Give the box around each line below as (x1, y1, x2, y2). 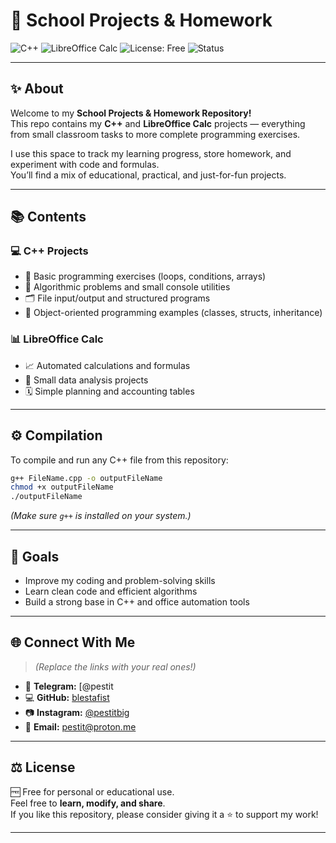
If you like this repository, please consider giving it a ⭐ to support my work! (10, 808, 319, 820)
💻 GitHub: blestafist (24, 691, 110, 703)
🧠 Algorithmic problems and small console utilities (24, 281, 231, 293)
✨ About (10, 80, 64, 98)
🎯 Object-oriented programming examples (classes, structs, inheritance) (24, 307, 323, 319)
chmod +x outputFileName (10, 482, 114, 493)
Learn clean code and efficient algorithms (24, 585, 198, 597)
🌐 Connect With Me (10, 634, 136, 651)
